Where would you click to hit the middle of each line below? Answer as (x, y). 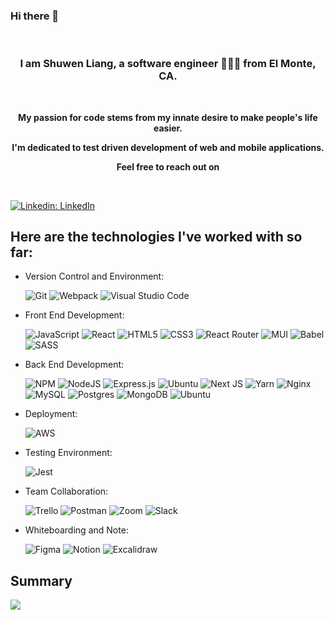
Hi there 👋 (35, 16)
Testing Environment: (68, 453)
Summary (41, 580)
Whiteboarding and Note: (76, 530)
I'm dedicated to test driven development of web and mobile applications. (168, 147)
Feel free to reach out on (168, 166)
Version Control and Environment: (94, 276)
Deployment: (51, 414)
